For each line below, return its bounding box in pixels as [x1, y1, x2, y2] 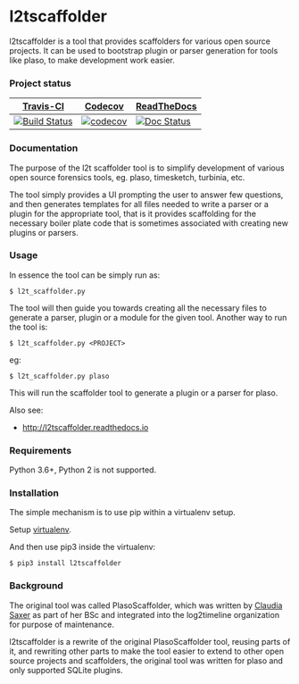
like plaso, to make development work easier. [9, 54, 176, 65]
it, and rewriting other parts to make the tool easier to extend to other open [9, 646, 284, 656]
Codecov [84, 100, 125, 113]
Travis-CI [21, 100, 65, 113]
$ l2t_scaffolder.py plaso [9, 371, 110, 380]
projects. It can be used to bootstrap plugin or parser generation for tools [9, 45, 278, 55]
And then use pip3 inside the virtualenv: [9, 542, 156, 553]
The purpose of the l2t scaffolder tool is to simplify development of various [9, 163, 285, 173]
